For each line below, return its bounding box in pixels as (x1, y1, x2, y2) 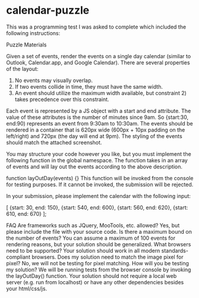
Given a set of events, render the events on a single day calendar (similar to (6, 52, 191, 59)
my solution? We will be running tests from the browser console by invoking (6, 266, 191, 273)
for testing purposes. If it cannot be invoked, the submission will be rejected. (6, 181, 194, 188)
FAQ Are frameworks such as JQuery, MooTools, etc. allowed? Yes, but (6, 221, 180, 229)
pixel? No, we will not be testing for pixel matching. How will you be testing (6, 259, 189, 266)
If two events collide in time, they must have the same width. (14, 83, 163, 90)
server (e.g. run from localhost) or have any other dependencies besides (6, 278, 184, 286)
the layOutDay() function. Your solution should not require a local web (6, 272, 177, 280)
